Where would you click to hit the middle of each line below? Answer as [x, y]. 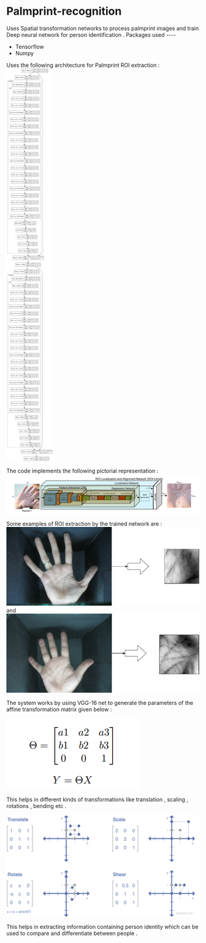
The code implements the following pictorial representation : [82, 471]
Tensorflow [29, 47]
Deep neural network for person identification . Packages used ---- [91, 34]
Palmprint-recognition [64, 11]
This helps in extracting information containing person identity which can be [102, 926]
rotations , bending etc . [36, 806]
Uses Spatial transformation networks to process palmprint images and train [103, 28]
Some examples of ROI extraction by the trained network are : [84, 523]
